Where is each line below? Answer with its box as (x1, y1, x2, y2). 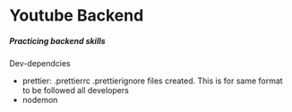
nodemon (21, 95, 58, 106)
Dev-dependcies (9, 58, 71, 69)
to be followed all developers (21, 85, 130, 96)
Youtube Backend (9, 5, 144, 26)
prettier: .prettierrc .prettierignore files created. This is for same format (21, 75, 284, 86)
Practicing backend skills (9, 35, 106, 46)
